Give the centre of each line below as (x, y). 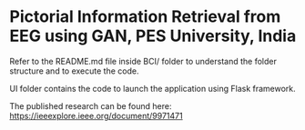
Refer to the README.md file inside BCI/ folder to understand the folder (143, 61)
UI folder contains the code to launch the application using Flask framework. (152, 88)
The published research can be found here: (91, 105)
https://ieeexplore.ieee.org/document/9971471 (97, 115)
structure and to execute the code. (74, 71)
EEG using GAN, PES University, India (153, 36)
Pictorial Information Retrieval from (145, 17)
